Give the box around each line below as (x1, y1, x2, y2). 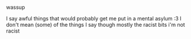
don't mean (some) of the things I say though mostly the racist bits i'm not (6, 22, 185, 28)
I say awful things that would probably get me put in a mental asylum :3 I (6, 15, 182, 22)
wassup (6, 4, 25, 10)
